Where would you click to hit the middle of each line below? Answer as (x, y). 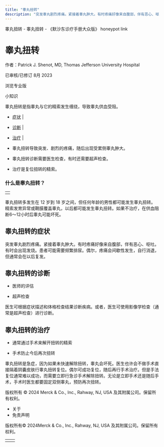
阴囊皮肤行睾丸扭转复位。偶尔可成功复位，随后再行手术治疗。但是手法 (88, 370)
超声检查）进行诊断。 (35, 313)
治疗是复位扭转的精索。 (36, 169)
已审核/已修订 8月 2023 (29, 75)
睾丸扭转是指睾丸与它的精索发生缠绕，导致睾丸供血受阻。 (63, 106)
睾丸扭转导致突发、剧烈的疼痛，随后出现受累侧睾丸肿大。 (70, 148)
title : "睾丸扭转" (22, 10)
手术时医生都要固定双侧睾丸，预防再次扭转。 (58, 382)
